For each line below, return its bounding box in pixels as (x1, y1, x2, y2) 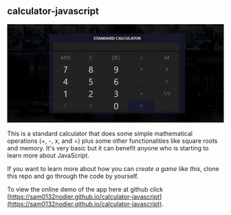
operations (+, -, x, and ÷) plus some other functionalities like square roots (7, 137, 218, 145)
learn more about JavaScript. (7, 151, 89, 160)
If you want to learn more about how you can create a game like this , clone (7, 165, 220, 173)
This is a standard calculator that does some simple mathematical (7, 130, 193, 138)
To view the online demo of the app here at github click (7, 185, 164, 194)
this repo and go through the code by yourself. (7, 172, 139, 181)
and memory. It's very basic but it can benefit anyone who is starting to (7, 144, 209, 152)
